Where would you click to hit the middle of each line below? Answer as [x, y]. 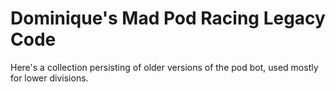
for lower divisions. [49, 78]
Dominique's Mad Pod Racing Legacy [168, 18]
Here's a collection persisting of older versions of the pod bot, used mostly [164, 67]
